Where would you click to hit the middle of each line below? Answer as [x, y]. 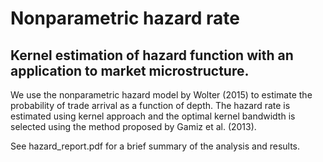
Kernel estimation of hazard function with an [152, 55]
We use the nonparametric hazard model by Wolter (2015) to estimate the [161, 95]
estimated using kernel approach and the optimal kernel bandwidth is [153, 116]
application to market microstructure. [130, 70]
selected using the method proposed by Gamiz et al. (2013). [133, 126]
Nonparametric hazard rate [125, 18]
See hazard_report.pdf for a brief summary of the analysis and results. [155, 146]
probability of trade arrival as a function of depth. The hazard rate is [150, 105]
